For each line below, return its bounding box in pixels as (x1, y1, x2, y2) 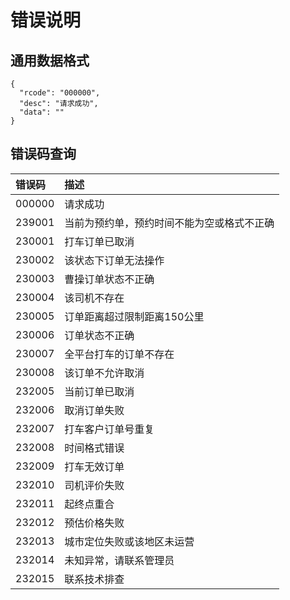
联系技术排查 (64, 572, 125, 586)
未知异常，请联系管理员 (64, 553, 175, 567)
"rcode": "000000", (19, 88, 101, 98)
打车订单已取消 (64, 234, 135, 248)
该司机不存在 (64, 291, 125, 305)
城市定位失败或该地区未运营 (64, 534, 195, 548)
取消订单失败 (64, 403, 125, 417)
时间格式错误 (64, 441, 125, 455)
